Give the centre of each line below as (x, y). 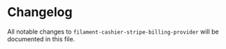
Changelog (40, 12)
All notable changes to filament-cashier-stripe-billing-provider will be (113, 31)
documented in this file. (41, 38)
